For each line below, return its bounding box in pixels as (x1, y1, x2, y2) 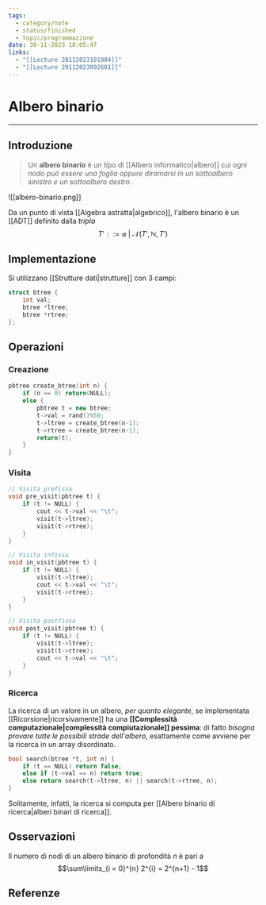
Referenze (8, 887, 61, 900)
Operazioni (8, 341, 64, 354)
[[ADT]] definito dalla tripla (8, 216, 96, 225)
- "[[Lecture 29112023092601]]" (15, 64, 123, 71)
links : (8, 48, 30, 56)
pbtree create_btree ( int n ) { (8, 382, 108, 390)
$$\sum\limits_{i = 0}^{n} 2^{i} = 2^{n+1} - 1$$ (58, 863, 208, 873)
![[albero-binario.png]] (8, 192, 82, 202)
